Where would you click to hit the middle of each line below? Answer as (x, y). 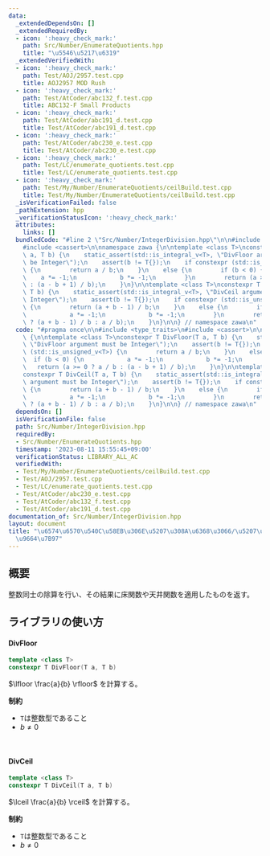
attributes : (36, 225)
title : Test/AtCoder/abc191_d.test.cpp (90, 128)
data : (17, 16)
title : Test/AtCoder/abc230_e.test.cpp (90, 150)
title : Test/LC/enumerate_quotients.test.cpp (100, 173)
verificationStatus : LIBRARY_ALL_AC (77, 457)
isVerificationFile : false (61, 420)
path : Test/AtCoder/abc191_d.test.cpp (88, 121)
